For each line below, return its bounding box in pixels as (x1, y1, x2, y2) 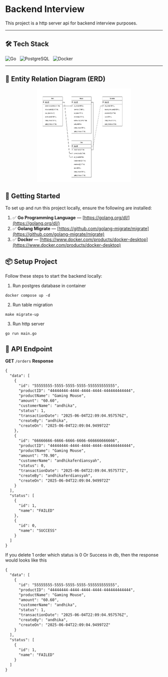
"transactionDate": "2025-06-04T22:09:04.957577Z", (18, 468, 128, 473)
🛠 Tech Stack (5, 40, 49, 48)
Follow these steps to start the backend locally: (5, 273, 102, 279)
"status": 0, (18, 463, 46, 468)
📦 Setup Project (5, 257, 57, 266)
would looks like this (5, 557, 47, 563)
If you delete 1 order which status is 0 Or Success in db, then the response (5, 552, 159, 558)
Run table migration (12, 302, 53, 308)
